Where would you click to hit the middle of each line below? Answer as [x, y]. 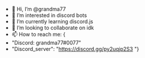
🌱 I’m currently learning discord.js [52, 21]
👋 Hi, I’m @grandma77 [39, 9]
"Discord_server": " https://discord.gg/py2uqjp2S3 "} [75, 49]
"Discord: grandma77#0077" [46, 43]
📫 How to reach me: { [38, 34]
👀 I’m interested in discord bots [49, 15]
